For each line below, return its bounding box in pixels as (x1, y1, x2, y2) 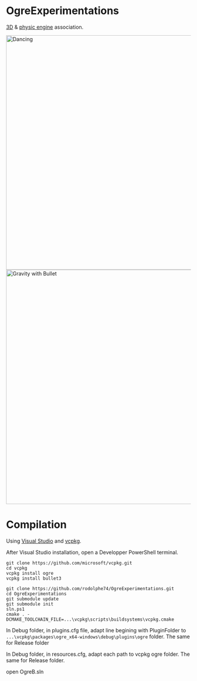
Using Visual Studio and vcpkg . (6, 537, 81, 544)
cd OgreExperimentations (6, 591, 67, 597)
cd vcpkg (6, 565, 28, 571)
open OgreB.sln (6, 668, 44, 675)
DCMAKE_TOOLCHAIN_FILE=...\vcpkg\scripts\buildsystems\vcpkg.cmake (6, 617, 175, 622)
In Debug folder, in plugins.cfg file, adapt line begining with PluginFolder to (6, 626, 186, 634)
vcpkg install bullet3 (6, 576, 62, 581)
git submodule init (6, 601, 54, 607)
